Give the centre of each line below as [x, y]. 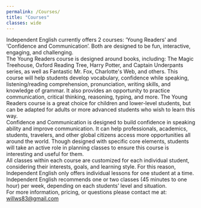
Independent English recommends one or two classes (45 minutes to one [97, 179]
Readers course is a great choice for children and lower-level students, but [98, 103]
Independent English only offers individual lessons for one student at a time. [100, 173]
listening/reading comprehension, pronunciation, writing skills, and [88, 84]
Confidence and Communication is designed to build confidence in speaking [101, 123]
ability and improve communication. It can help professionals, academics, [97, 129]
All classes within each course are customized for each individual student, [98, 160]
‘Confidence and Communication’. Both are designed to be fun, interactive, [98, 46]
